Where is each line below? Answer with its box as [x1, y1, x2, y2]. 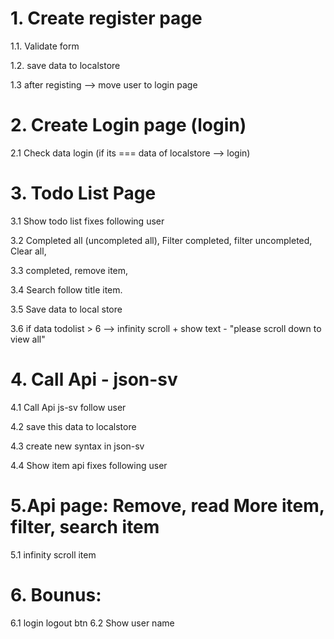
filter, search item [10, 515, 160, 538]
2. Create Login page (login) [10, 114, 247, 137]
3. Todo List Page [10, 182, 157, 205]
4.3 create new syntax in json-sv [10, 440, 145, 452]
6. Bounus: [10, 583, 102, 606]
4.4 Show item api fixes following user [10, 459, 168, 471]
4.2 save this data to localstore [10, 420, 137, 432]
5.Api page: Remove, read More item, [10, 494, 325, 517]
